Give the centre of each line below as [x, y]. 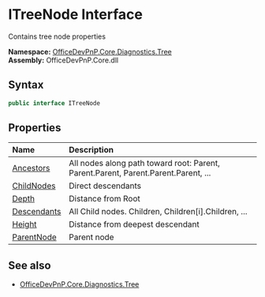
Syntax [26, 85]
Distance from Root [105, 199]
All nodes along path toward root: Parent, [145, 164]
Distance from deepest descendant [134, 224]
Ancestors [31, 168]
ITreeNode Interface [76, 15]
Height [24, 224]
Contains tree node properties [57, 36]
